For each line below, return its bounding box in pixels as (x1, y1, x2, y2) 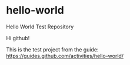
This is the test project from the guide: (6, 45, 99, 53)
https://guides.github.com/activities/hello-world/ (6, 52, 124, 59)
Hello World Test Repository (6, 23, 74, 30)
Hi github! (6, 34, 30, 41)
